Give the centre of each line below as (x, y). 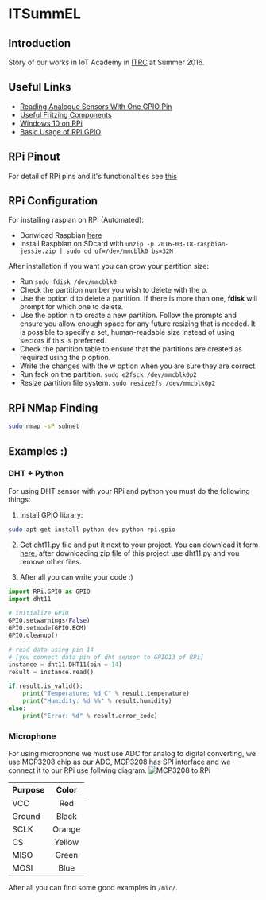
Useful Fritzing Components (66, 114)
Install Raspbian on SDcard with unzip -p (87, 244)
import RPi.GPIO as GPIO (49, 592)
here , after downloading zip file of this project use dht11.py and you (129, 553)
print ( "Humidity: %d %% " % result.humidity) (97, 701)
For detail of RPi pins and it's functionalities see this (93, 176)
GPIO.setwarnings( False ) (49, 621)
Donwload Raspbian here (61, 235)
